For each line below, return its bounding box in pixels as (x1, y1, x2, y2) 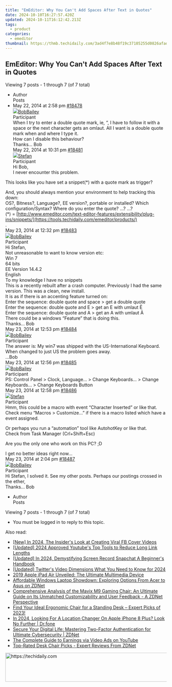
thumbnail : (5, 41, 29, 46)
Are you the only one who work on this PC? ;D (5, 440, 102, 446)
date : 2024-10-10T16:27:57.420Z (5, 12, 74, 17)
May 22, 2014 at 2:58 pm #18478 (12, 102, 83, 108)
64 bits (5, 260, 20, 267)
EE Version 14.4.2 (5, 266, 42, 272)
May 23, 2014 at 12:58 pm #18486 (5, 387, 77, 393)
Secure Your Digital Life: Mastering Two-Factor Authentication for (12, 626, 151, 632)
